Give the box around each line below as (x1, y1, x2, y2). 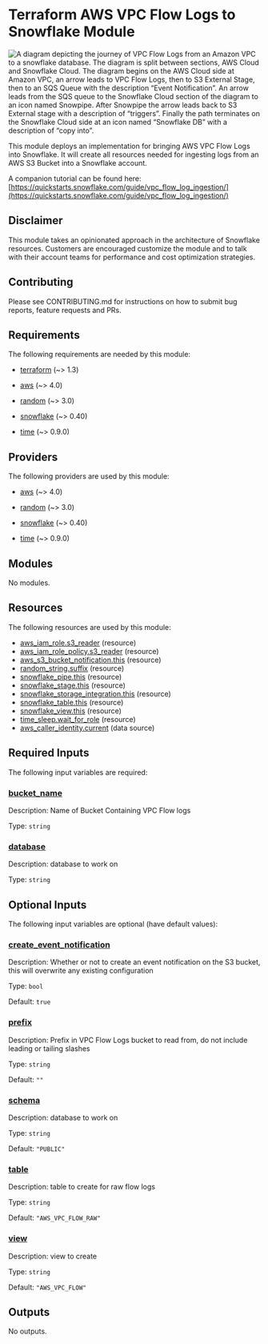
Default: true (8, 997, 51, 1006)
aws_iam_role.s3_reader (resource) (19, 638, 137, 648)
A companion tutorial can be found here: (8, 174, 142, 183)
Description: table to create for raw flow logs (8, 1182, 156, 1192)
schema (8, 1094, 41, 1105)
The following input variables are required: (8, 767, 148, 777)
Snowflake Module (8, 22, 135, 41)
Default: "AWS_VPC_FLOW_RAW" (8, 1213, 102, 1222)
